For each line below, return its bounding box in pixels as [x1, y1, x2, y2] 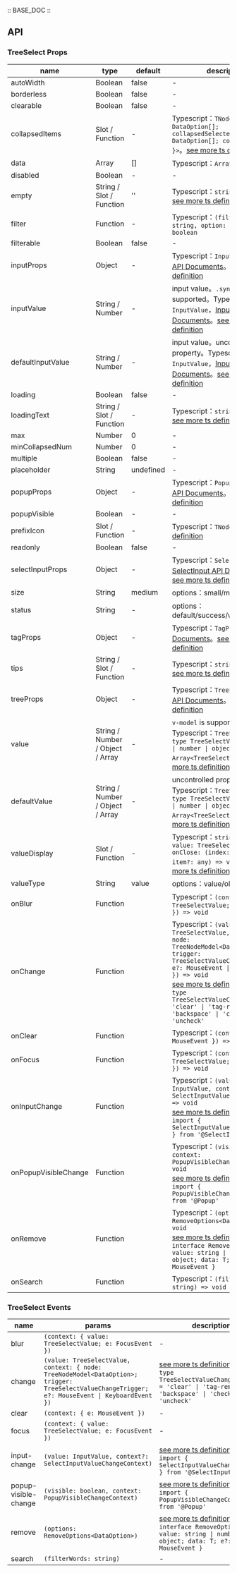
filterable [11, 238, 41, 248]
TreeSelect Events [7, 1302, 72, 1312]
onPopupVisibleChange [11, 1167, 89, 1177]
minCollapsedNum [11, 442, 73, 451]
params [85, 1320, 111, 1330]
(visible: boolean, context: [43, 1486, 142, 1495]
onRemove [11, 1234, 47, 1244]
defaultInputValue [11, 357, 70, 367]
